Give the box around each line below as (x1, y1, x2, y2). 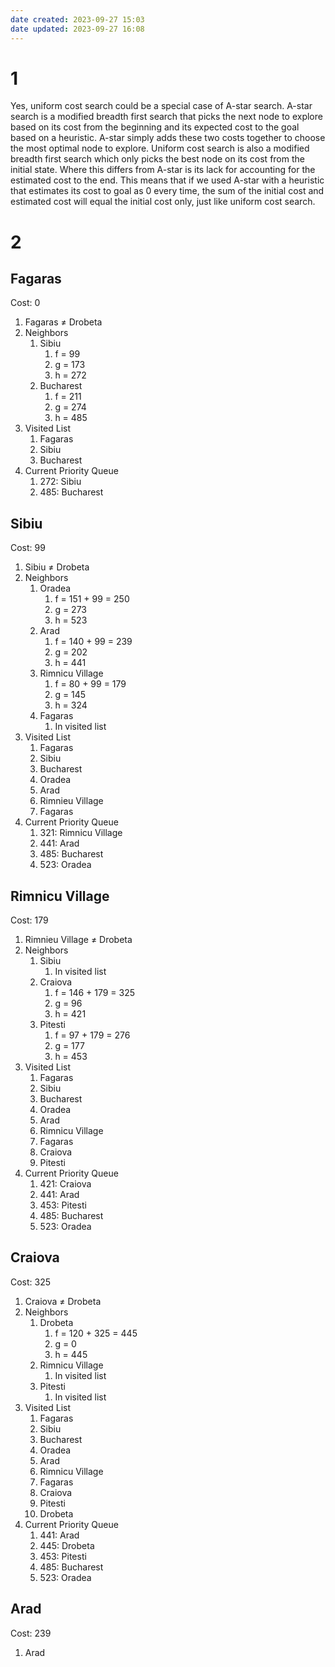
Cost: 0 (10, 297, 41, 309)
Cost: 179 (10, 914, 49, 926)
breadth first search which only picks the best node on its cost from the (10, 153, 305, 165)
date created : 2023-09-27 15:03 (10, 14, 145, 25)
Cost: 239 (10, 1627, 52, 1639)
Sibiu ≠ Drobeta (24, 561, 90, 573)
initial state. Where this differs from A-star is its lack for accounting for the (10, 164, 316, 176)
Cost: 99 (10, 542, 46, 554)
